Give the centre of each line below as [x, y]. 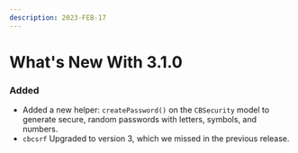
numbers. [40, 129]
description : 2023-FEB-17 [58, 18]
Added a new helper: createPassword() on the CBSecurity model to [146, 110]
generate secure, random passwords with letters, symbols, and [140, 120]
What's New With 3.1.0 [96, 62]
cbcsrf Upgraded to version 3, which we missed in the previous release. [156, 139]
